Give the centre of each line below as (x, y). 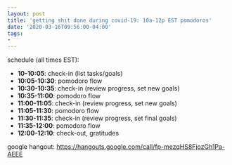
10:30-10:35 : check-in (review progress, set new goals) (99, 88)
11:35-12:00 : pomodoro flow (59, 126)
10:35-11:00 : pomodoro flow (59, 96)
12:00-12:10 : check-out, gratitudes (68, 133)
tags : (15, 33)
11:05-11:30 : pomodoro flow (58, 111)
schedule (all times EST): (43, 60)
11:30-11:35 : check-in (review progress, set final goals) (97, 118)
